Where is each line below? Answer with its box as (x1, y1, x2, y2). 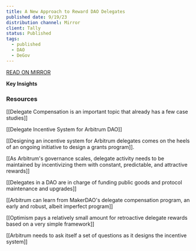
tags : (6, 36, 19, 42)
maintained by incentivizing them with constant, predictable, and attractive (6, 161, 188, 168)
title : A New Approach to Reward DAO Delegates (6, 8, 126, 15)
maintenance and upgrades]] (6, 185, 77, 192)
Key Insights (6, 80, 38, 87)
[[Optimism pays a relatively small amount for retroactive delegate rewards (6, 214, 188, 221)
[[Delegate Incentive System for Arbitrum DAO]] (6, 125, 122, 133)
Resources (6, 95, 38, 103)
